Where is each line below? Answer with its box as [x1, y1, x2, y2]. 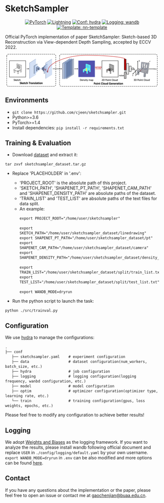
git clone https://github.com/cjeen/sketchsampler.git [12, 110, 126, 115]
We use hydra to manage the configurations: [5, 335, 95, 340]
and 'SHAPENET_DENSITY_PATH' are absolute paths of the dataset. [19, 191, 156, 196]
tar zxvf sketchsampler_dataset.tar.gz [5, 162, 86, 167]
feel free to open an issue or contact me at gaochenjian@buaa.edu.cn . [5, 492, 147, 498]
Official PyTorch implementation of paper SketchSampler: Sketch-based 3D [5, 34, 157, 40]
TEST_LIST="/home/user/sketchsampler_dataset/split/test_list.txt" [19, 280, 160, 285]
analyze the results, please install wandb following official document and [5, 444, 151, 450]
